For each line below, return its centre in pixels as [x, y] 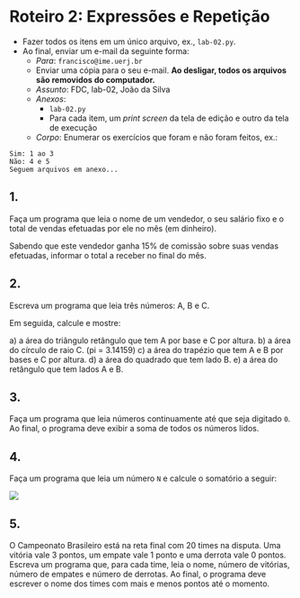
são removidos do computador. [95, 79]
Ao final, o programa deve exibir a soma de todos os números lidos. [134, 429]
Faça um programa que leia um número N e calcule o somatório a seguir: [143, 478]
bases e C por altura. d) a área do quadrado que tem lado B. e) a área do [144, 359]
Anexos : [51, 99]
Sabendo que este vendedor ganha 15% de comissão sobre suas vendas [144, 246]
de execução [73, 127]
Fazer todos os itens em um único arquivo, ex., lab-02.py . [129, 41]
